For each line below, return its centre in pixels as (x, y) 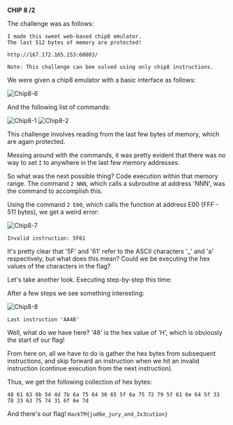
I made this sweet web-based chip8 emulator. (74, 36)
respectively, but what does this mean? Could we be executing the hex (109, 259)
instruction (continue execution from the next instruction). (90, 368)
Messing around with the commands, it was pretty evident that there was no (116, 155)
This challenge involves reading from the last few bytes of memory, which (113, 134)
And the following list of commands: (59, 107)
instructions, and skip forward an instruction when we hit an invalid (104, 361)
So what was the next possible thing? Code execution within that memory (113, 176)
